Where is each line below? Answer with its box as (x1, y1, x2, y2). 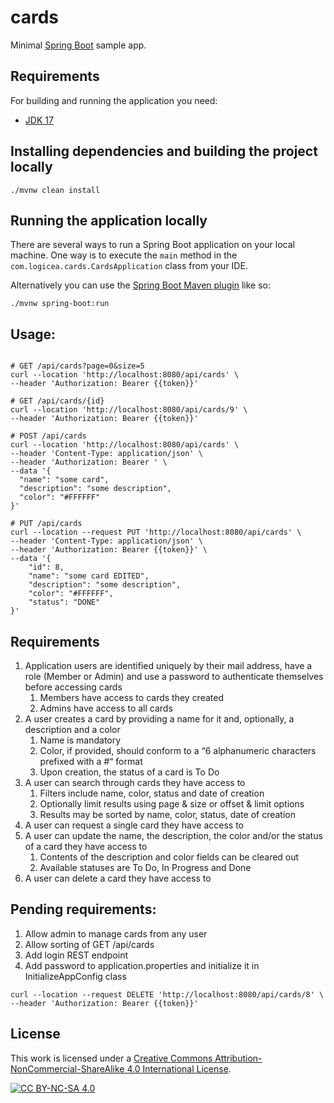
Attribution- (214, 1052, 263, 1064)
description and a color (24, 724, 121, 735)
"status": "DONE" (28, 597, 101, 608)
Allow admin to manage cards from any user (24, 927, 208, 940)
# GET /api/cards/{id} (10, 396, 105, 406)
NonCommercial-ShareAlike (10, 1062, 125, 1075)
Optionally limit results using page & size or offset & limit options (39, 798, 305, 810)
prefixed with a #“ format (39, 756, 143, 767)
